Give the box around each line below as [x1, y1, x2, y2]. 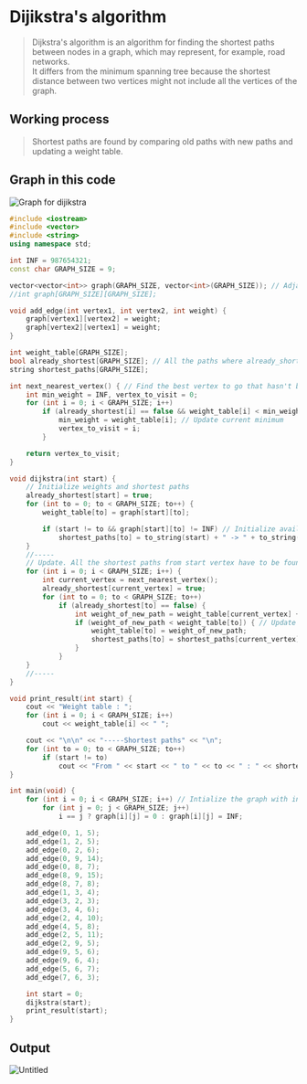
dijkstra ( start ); [26, 998, 92, 1007]
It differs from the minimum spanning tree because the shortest [31, 66, 271, 77]
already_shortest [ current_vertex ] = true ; [42, 584, 206, 593]
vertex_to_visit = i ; [58, 424, 142, 433]
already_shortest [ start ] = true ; [26, 491, 153, 500]
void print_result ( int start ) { [9, 694, 132, 703]
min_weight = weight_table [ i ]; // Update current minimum [58, 416, 284, 425]
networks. [31, 56, 70, 67]
